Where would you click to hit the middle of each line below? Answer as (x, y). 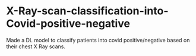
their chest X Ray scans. (36, 46)
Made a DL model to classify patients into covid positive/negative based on (98, 40)
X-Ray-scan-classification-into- (87, 11)
